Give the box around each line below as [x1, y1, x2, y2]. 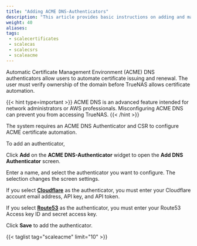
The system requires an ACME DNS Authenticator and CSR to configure [6, 122, 179, 129]
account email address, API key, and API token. [6, 193, 120, 200]
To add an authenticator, [6, 140, 65, 147]
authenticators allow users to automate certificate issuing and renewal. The [6, 75, 188, 82]
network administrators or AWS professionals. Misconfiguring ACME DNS [6, 105, 184, 112]
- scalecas [8, 42, 35, 48]
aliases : [6, 25, 28, 31]
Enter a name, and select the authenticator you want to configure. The [6, 169, 176, 176]
